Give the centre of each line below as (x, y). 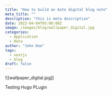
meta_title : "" (20, 14)
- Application (24, 37)
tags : (10, 50)
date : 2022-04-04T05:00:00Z (34, 23)
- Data (16, 41)
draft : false (18, 64)
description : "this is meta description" (48, 19)
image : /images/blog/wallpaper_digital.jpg (50, 28)
